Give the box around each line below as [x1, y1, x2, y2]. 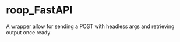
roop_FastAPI [6, 3, 73, 17]
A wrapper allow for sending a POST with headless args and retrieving [6, 23, 175, 30]
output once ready [6, 29, 51, 36]
